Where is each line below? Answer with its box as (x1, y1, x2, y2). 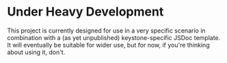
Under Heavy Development (7, 4, 164, 20)
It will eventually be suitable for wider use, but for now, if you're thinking (7, 41, 210, 49)
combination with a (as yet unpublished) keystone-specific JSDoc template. (7, 33, 221, 41)
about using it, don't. (7, 48, 66, 56)
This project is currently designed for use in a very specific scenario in (7, 26, 206, 35)
